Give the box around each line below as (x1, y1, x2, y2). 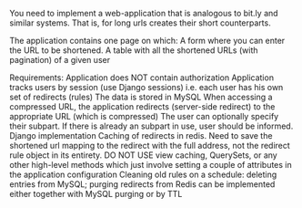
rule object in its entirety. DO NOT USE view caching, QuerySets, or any (9, 150, 277, 161)
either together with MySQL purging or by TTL (9, 189, 183, 199)
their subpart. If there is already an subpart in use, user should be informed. (9, 120, 294, 131)
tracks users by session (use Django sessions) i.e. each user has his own (9, 82, 284, 92)
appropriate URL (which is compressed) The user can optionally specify (9, 111, 279, 121)
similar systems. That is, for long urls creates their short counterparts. (9, 17, 271, 28)
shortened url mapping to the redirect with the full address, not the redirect (9, 140, 291, 151)
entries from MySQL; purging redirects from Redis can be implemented (9, 179, 276, 190)
